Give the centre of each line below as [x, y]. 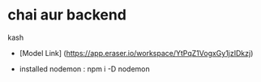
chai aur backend [67, 15]
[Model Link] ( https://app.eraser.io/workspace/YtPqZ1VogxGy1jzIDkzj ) [136, 53]
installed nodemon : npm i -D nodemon [85, 69]
